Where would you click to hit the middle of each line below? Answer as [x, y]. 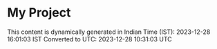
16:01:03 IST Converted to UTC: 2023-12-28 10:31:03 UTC [90, 39]
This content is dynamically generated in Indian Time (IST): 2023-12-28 [109, 32]
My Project [39, 13]
